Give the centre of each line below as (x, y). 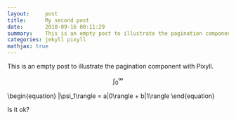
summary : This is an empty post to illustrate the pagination (105, 33)
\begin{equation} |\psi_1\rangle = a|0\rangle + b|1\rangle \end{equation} (111, 96)
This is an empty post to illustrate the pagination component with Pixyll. (111, 66)
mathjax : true (28, 46)
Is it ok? (19, 110)
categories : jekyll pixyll (47, 40)
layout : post (33, 14)
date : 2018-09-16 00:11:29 (56, 27)
